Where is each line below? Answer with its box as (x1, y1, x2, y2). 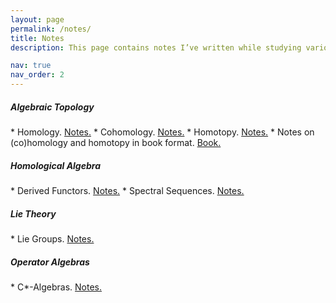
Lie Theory (10, 207, 57, 220)
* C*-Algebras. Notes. (10, 281, 103, 293)
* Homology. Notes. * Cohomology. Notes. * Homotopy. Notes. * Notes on (10, 126, 315, 138)
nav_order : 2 (10, 70, 65, 80)
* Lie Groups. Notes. (10, 232, 95, 245)
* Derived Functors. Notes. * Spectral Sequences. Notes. (10, 184, 245, 196)
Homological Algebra (10, 159, 101, 171)
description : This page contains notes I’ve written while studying (10, 42, 302, 53)
